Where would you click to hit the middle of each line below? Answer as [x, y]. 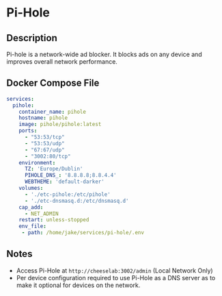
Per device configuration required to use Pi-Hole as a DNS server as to [116, 277]
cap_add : [31, 207]
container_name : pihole [53, 112]
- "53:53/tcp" [45, 137]
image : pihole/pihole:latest [60, 125]
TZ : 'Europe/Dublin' [54, 169]
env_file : [33, 226]
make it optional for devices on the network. [78, 285]
